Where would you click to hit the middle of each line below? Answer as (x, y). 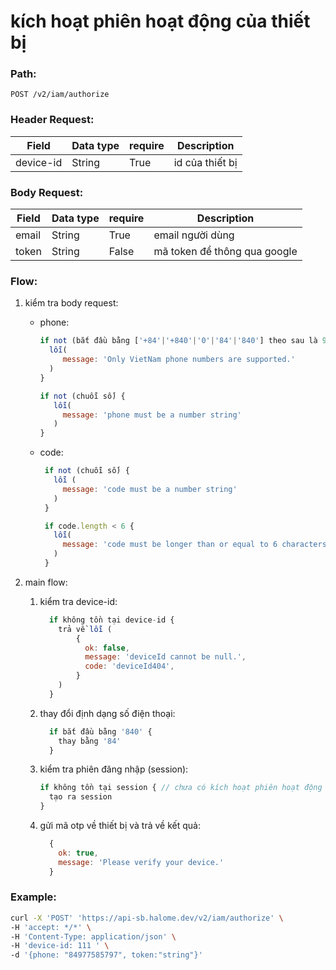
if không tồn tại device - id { (111, 620)
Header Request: (52, 120)
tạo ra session (80, 797)
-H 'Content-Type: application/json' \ (93, 936)
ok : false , (107, 648)
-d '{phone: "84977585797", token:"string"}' (106, 955)
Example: (33, 897)
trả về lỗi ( (85, 629)
